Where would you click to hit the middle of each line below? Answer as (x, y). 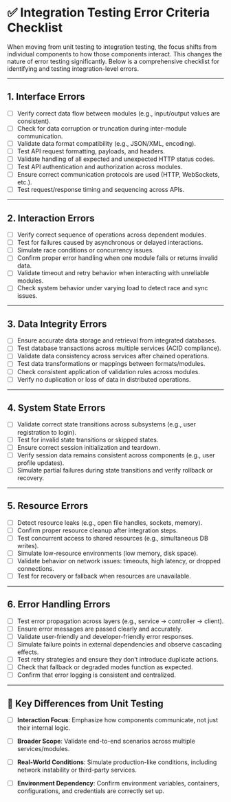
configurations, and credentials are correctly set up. (91, 791)
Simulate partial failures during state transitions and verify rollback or (115, 470)
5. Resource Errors (48, 506)
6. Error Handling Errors (59, 604)
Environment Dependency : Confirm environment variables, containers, (118, 783)
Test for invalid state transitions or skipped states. (88, 440)
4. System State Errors (56, 408)
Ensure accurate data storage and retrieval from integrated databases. (117, 340)
